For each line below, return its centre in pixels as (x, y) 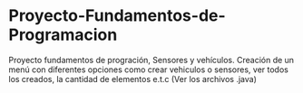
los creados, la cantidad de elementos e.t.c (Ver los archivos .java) (133, 79)
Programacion (63, 35)
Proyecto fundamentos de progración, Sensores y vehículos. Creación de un (151, 60)
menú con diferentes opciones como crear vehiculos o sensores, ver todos (149, 70)
